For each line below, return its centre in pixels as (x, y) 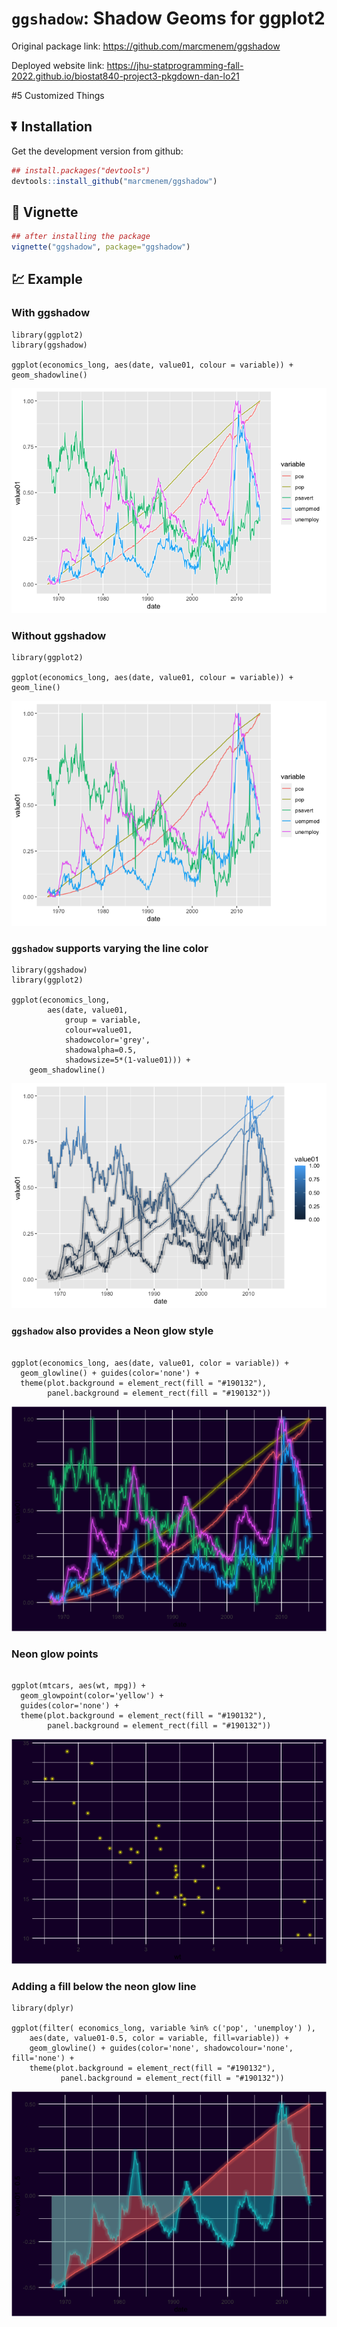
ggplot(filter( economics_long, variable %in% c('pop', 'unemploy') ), (163, 2028)
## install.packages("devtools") (81, 170)
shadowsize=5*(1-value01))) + (127, 1060)
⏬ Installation (52, 127)
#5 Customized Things (58, 95)
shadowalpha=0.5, (101, 1050)
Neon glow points (55, 1654)
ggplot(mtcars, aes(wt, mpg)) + (78, 1685)
